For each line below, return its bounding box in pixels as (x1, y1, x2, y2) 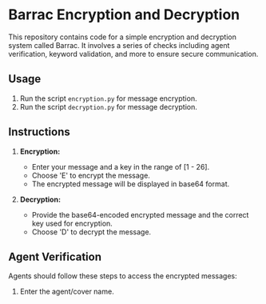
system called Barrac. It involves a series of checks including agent (8, 40, 230, 50)
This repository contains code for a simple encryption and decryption (8, 32, 237, 42)
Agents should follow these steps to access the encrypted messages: (8, 271, 237, 281)
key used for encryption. (31, 218, 113, 228)
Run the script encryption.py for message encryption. (19, 94, 197, 103)
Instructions (8, 126, 70, 139)
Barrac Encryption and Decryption (8, 6, 240, 24)
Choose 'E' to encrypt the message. (31, 170, 150, 180)
